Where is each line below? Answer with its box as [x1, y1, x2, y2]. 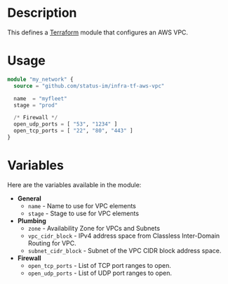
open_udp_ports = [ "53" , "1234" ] [13, 121, 118, 128]
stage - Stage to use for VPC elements [27, 209, 139, 217]
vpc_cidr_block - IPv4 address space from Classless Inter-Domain [27, 231, 220, 240]
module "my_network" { [7, 76, 74, 83]
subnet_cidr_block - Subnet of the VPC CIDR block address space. [27, 246, 222, 255]
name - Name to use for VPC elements [27, 201, 137, 210]
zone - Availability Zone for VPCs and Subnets [27, 224, 160, 232]
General [17, 194, 42, 203]
